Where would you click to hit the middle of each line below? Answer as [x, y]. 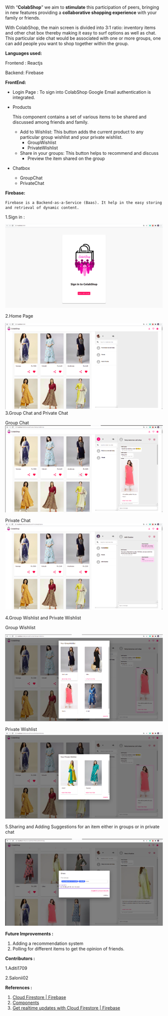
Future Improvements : [29, 934]
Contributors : [20, 958]
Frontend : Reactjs [24, 63]
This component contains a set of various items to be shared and [79, 117]
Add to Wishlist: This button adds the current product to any [82, 132]
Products [22, 107]
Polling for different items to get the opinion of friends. [68, 949]
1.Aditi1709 [16, 968]
